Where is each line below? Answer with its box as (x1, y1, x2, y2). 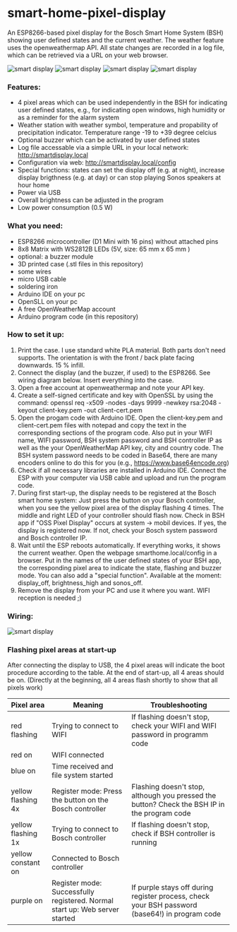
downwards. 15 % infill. (17, 360, 85, 369)
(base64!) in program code (131, 909, 221, 919)
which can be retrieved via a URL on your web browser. (7, 51, 169, 59)
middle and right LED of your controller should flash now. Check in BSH (17, 511, 225, 519)
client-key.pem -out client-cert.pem (38, 406, 143, 414)
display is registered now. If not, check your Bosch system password (17, 526, 217, 534)
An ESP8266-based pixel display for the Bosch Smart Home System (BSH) (7, 28, 224, 37)
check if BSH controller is (131, 829, 216, 839)
